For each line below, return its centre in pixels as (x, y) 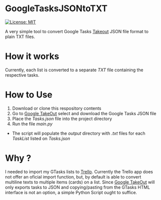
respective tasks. (22, 75)
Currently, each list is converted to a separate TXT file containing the (74, 70)
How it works (32, 56)
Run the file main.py (32, 124)
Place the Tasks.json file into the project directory (62, 119)
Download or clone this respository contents (57, 108)
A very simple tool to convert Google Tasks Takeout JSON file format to (77, 31)
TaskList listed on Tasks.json (41, 138)
